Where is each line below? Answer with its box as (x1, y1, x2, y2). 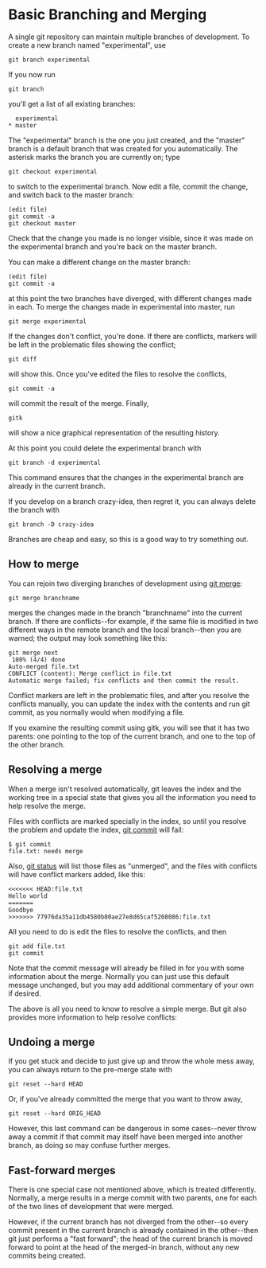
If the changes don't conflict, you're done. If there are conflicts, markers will (8, 331, 257, 341)
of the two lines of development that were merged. (8, 1202, 175, 1211)
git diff (8, 355, 37, 363)
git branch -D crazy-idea (8, 520, 94, 529)
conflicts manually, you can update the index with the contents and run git (8, 699, 250, 708)
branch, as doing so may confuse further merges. (8, 1141, 171, 1150)
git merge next (8, 649, 59, 657)
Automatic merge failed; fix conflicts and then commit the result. (8, 677, 240, 685)
